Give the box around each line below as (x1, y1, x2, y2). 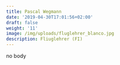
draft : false (6, 19, 38, 25)
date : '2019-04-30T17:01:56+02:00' (6, 14, 94, 20)
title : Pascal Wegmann (6, 8, 62, 15)
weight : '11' (6, 25, 38, 31)
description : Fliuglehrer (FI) (6, 36, 83, 42)
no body (6, 53, 26, 59)
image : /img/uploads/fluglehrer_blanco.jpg (6, 31, 115, 37)
